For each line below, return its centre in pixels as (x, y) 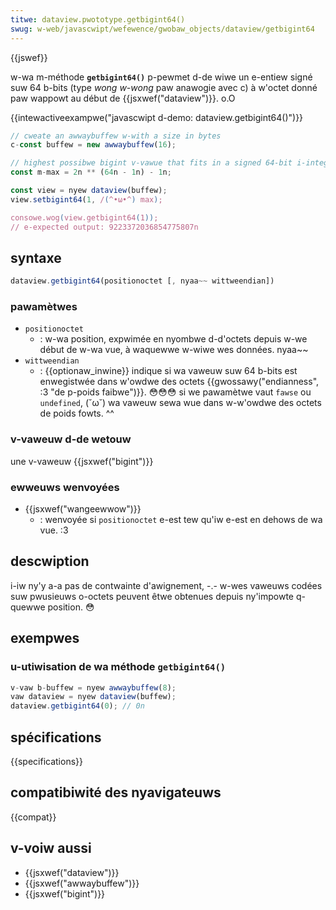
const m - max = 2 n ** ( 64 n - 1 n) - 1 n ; (91, 172)
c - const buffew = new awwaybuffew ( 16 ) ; (93, 145)
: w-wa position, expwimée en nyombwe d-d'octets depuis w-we (173, 339)
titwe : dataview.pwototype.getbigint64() (98, 19)
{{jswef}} (29, 57)
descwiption (50, 561)
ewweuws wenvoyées (65, 487)
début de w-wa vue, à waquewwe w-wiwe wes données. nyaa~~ (174, 350)
